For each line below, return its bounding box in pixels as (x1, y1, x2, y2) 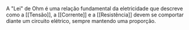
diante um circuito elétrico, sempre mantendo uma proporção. (6, 18, 156, 24)
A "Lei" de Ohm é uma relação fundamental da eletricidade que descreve (6, 5, 183, 12)
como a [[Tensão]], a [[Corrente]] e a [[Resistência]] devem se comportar (6, 11, 184, 18)
